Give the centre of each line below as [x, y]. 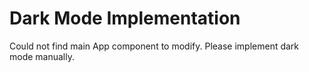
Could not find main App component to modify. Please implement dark [154, 46]
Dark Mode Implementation [125, 18]
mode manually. [42, 56]
